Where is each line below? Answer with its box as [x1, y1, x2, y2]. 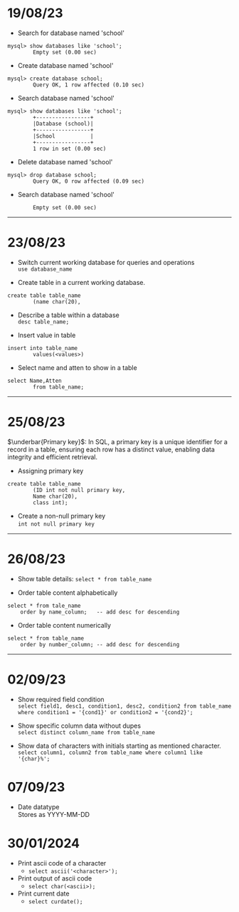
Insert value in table [17, 331, 76, 339]
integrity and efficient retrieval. [7, 452, 98, 461]
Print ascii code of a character [17, 858, 107, 867]
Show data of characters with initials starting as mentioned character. [17, 741, 222, 750]
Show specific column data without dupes [17, 721, 141, 730]
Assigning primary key [17, 466, 84, 475]
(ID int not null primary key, [33, 486, 126, 493]
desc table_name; [17, 318, 70, 326]
